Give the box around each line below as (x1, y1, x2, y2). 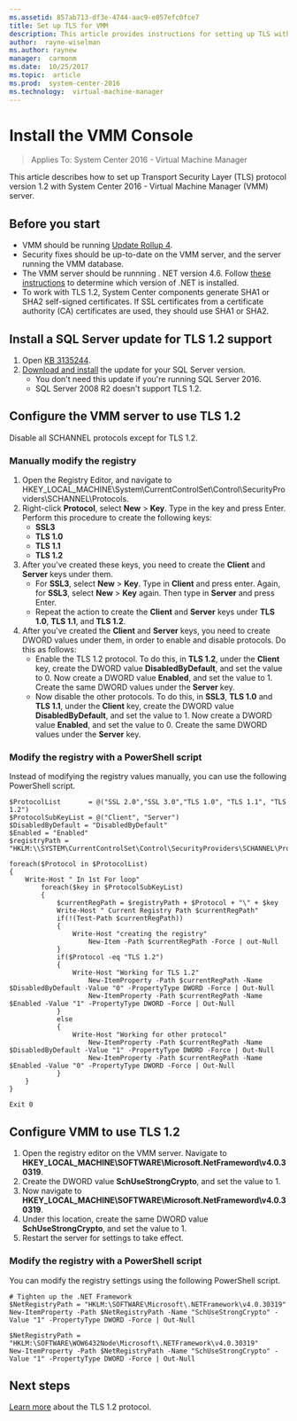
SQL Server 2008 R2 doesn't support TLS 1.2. (34, 383, 202, 394)
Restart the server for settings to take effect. (21, 1233, 184, 1244)
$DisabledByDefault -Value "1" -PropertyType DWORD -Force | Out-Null (9, 1046, 275, 1055)
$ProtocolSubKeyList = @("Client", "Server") (9, 813, 179, 823)
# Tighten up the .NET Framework (9, 1292, 133, 1301)
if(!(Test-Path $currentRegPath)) (56, 914, 184, 923)
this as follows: (21, 644, 77, 655)
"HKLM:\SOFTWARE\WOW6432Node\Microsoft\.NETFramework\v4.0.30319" (9, 1339, 259, 1347)
